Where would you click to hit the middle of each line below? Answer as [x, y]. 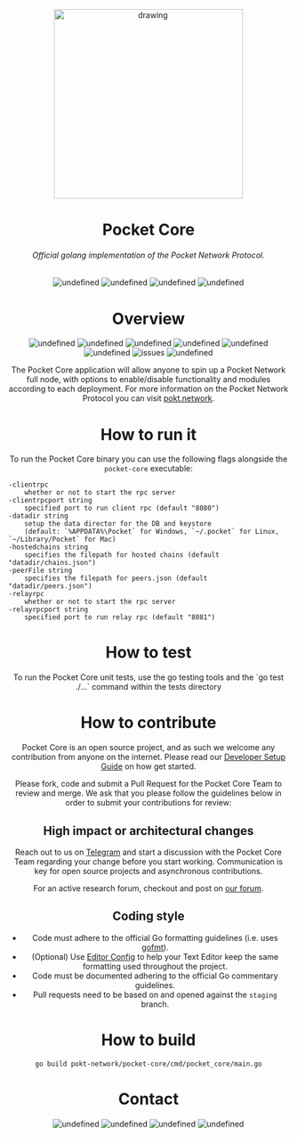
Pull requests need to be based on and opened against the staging [155, 994]
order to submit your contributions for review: [148, 803]
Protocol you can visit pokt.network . [148, 398]
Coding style [148, 916]
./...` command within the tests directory [148, 687]
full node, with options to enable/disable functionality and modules [148, 380]
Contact [148, 1099]
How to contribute [148, 723]
